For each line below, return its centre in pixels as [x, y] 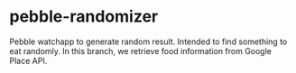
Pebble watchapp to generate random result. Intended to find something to [148, 41]
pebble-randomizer [84, 17]
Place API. [28, 60]
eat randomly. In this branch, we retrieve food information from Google [141, 50]
